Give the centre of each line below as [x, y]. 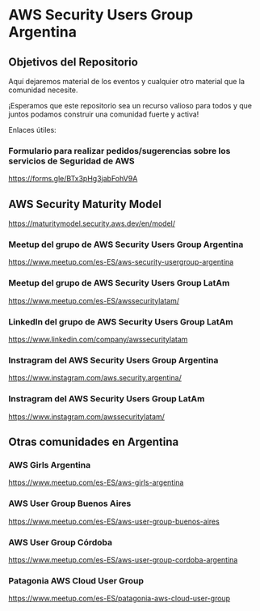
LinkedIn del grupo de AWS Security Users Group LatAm [121, 321]
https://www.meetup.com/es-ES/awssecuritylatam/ [94, 300]
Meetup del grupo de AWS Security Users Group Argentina [126, 244]
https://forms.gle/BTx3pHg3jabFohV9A [73, 179]
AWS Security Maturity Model [85, 204]
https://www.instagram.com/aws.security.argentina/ [95, 378]
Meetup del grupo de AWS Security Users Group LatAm [119, 283]
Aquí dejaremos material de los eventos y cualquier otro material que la [126, 81]
